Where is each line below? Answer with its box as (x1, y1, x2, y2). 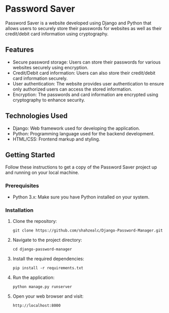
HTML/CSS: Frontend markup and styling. (12, 136, 100, 142)
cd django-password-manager (12, 246, 72, 252)
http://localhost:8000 (12, 303, 61, 308)
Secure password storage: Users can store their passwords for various (12, 59, 161, 65)
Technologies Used (5, 111, 67, 120)
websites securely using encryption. (12, 64, 89, 70)
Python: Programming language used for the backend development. (12, 130, 155, 136)
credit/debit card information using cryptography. (5, 31, 109, 37)
